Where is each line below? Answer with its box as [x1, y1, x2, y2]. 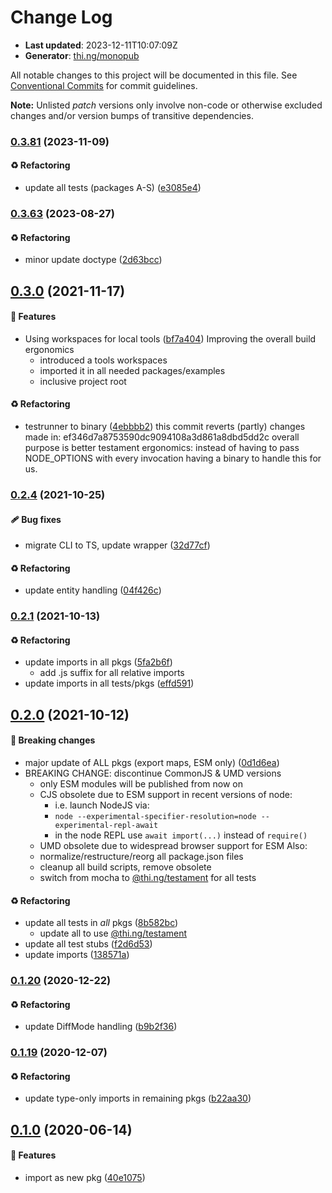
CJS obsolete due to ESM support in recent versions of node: [39, 789, 293, 801]
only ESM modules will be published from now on [39, 778, 243, 790]
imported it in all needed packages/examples [39, 364, 226, 376]
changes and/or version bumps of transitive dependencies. [10, 109, 254, 121]
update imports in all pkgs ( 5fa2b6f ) [24, 656, 173, 668]
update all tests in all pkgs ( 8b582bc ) [24, 917, 179, 929]
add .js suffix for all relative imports [39, 667, 185, 679]
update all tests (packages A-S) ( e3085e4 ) [24, 182, 202, 194]
